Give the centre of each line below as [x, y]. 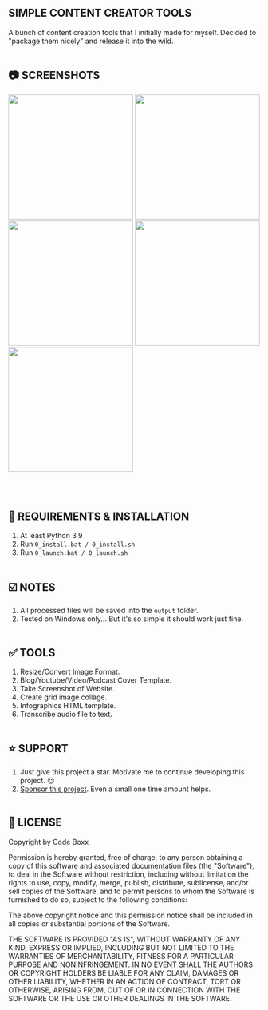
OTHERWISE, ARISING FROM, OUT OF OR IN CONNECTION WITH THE [124, 990]
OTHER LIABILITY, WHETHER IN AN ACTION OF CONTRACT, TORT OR [124, 981]
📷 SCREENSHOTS [54, 75]
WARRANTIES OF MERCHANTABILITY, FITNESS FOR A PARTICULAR [121, 956]
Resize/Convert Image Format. [70, 672]
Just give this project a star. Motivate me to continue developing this [132, 772]
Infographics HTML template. [68, 706]
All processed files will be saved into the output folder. [109, 611]
